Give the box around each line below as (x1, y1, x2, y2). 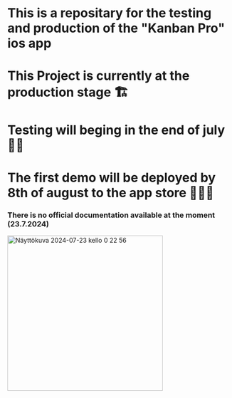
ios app (7, 36, 52, 51)
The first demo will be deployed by (7, 169, 216, 186)
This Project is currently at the (7, 68, 190, 84)
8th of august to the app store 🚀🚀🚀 (7, 184, 214, 201)
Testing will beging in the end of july (7, 122, 226, 138)
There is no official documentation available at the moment (7, 210, 216, 220)
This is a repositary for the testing (7, 5, 212, 21)
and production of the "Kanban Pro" (7, 20, 226, 36)
